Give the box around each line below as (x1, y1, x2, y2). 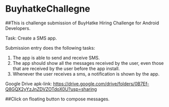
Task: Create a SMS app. (5, 35, 57, 41)
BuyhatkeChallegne (5, 3, 90, 15)
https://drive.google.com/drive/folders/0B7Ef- (53, 81, 150, 87)
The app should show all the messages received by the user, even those (12, 60, 164, 66)
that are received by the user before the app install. (12, 65, 120, 72)
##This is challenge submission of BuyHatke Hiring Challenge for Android (5, 20, 159, 26)
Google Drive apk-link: (5, 81, 52, 87)
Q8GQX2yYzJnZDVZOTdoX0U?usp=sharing (5, 86, 97, 92)
